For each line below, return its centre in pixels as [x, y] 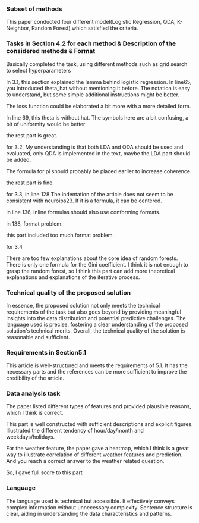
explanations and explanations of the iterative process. [73, 277]
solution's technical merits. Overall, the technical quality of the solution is [96, 331]
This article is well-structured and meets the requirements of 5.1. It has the [97, 365]
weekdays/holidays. [31, 437]
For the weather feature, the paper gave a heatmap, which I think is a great [97, 449]
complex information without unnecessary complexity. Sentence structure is [99, 507]
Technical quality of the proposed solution [69, 292]
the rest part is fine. [30, 183]
